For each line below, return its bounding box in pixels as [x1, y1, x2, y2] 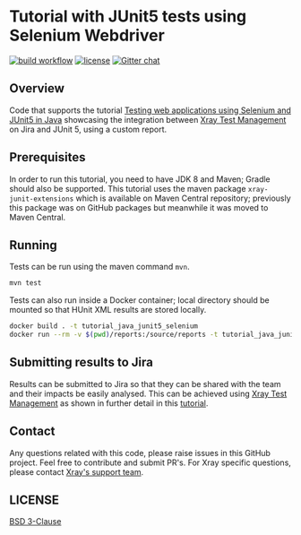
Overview [9, 81, 65, 96]
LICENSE [9, 493, 60, 508]
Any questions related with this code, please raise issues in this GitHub [9, 447, 271, 458]
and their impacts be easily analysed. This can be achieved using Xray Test [9, 388, 288, 399]
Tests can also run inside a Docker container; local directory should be [9, 295, 271, 306]
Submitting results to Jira [9, 355, 154, 370]
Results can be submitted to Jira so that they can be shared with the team [9, 378, 281, 389]
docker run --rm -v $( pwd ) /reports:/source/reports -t [9, 330, 219, 340]
